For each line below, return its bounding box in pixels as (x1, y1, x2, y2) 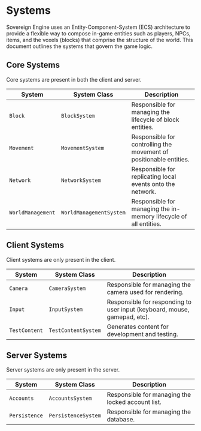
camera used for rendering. (106, 288, 184, 296)
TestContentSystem (48, 327, 102, 334)
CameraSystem (48, 285, 86, 292)
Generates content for (106, 322, 169, 331)
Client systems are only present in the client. (6, 256, 116, 263)
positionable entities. (131, 155, 190, 163)
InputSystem (48, 306, 83, 313)
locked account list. (106, 398, 162, 406)
